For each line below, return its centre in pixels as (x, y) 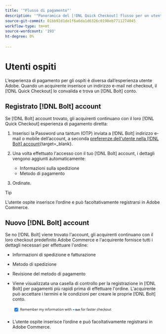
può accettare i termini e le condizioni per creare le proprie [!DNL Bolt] (84, 294)
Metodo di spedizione (34, 264)
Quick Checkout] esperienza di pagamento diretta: (57, 124)
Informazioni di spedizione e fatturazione (54, 255)
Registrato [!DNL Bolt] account (53, 106)
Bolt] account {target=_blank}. (42, 144)
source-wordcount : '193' (31, 31)
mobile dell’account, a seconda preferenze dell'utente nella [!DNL (92, 138)
